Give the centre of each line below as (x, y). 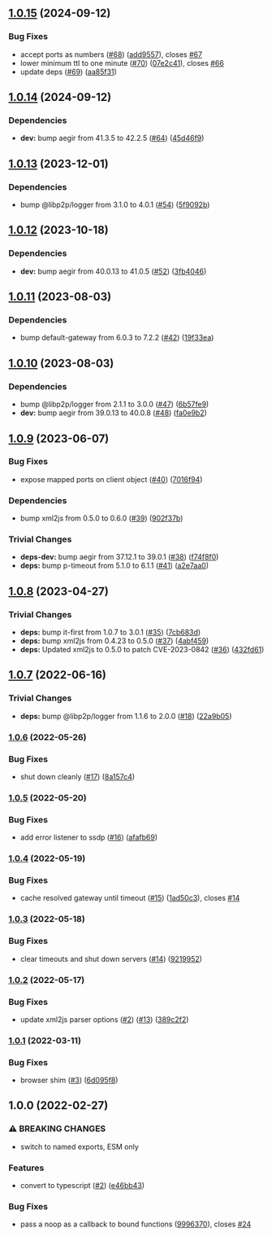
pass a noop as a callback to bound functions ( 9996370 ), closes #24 (136, 1224)
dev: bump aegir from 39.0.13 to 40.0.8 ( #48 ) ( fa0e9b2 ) (113, 413)
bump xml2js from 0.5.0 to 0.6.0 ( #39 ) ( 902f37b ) (101, 518)
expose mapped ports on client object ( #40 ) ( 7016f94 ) (111, 479)
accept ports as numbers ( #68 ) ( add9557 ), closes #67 (111, 54)
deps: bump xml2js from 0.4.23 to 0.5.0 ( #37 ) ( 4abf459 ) (114, 641)
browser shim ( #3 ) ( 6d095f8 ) (69, 1080)
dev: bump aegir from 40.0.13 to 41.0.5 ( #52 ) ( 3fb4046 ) (113, 271)
